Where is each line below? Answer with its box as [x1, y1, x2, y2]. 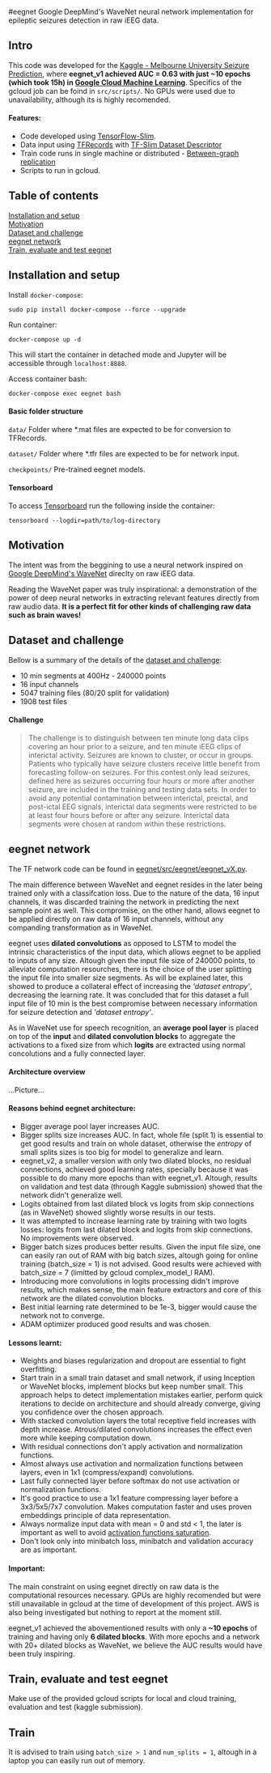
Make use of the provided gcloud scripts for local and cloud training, [8, 1694, 237, 1703]
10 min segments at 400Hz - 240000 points [19, 671, 167, 681]
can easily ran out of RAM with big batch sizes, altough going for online [19, 1250, 259, 1261]
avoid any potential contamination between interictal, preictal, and [28, 793, 248, 803]
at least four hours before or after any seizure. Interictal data [28, 810, 230, 820]
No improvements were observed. [19, 1233, 134, 1243]
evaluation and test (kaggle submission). [8, 1703, 143, 1712]
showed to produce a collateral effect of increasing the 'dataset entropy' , [8, 981, 252, 990]
